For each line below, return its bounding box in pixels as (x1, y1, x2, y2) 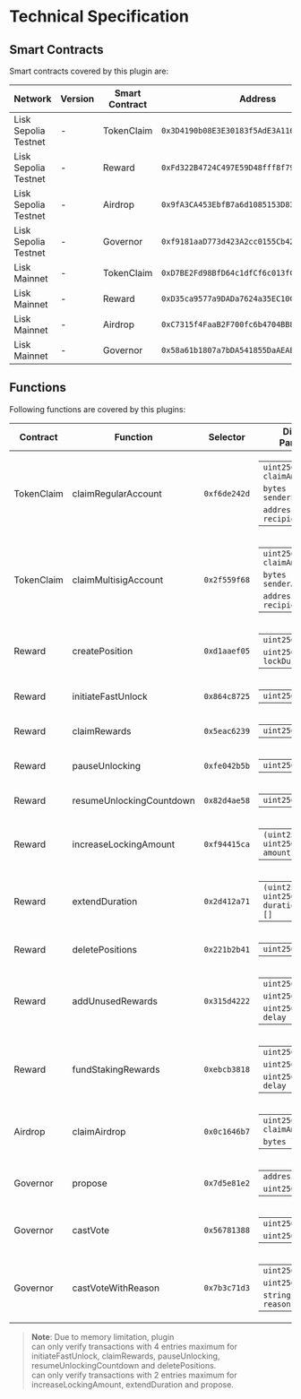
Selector (208, 430, 246, 443)
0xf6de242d (203, 488, 251, 498)
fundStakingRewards (72, 1063, 160, 1075)
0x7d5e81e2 (203, 1178, 251, 1188)
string (262, 1290, 291, 1300)
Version (60, 92, 95, 105)
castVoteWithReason (72, 1282, 159, 1294)
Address (238, 92, 277, 105)
